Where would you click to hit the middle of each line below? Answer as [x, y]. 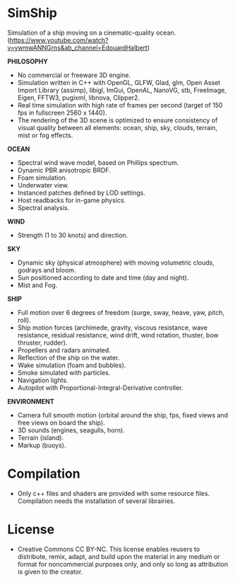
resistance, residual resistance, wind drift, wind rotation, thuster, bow [118, 335]
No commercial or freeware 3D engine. [74, 75]
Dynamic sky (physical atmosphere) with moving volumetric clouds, [116, 262]
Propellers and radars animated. [64, 350]
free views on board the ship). [61, 422]
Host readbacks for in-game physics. [71, 200]
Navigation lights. [43, 380]
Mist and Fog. [37, 285]
